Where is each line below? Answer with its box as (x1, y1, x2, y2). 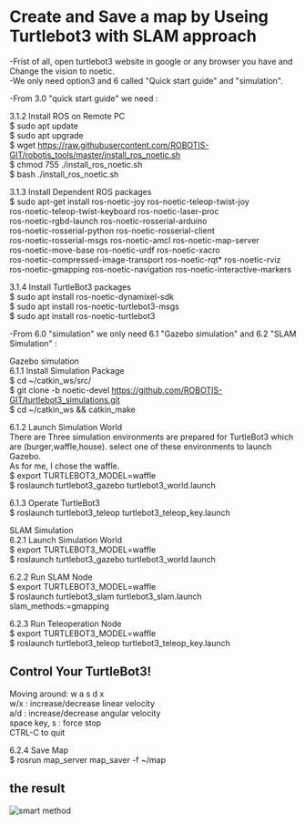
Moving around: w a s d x (9, 688, 105, 699)
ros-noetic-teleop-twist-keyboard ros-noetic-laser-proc (9, 205, 219, 216)
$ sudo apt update (9, 120, 79, 131)
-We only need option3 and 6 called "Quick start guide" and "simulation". (9, 75, 284, 86)
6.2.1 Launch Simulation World (9, 534, 123, 545)
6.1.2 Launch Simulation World (9, 421, 123, 432)
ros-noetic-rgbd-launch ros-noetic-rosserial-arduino (9, 215, 208, 226)
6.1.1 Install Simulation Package (9, 365, 125, 376)
